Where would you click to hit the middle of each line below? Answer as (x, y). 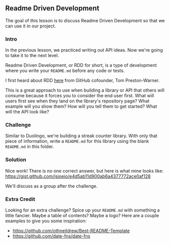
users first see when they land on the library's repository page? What (77, 101)
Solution (16, 160)
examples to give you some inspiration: (46, 221)
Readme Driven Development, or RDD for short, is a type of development (81, 65)
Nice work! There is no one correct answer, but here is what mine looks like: (84, 171)
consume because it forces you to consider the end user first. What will (80, 96)
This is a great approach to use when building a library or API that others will (85, 90)
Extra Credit (20, 199)
